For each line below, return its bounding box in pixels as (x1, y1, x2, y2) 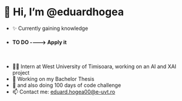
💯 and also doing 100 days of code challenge (12, 82, 122, 89)
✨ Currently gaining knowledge (12, 25, 89, 32)
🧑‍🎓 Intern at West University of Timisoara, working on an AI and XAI (12, 63, 177, 70)
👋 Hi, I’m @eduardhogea (4, 5, 124, 19)
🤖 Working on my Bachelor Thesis (12, 76, 95, 83)
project (12, 69, 30, 76)
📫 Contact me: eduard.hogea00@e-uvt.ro (12, 88, 116, 96)
